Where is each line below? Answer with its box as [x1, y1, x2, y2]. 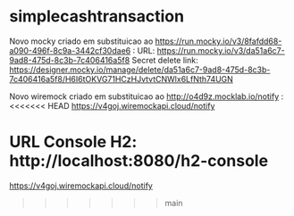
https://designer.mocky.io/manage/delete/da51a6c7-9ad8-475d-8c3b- [9, 64, 271, 75]
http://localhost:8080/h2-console [9, 151, 269, 171]
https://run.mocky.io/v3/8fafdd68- [155, 36, 282, 46]
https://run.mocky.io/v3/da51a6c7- [156, 45, 285, 55]
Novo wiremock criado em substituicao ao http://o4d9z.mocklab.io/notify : [9, 91, 284, 102]
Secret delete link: [131, 54, 198, 65]
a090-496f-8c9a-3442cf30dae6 [9, 45, 131, 55]
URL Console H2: [9, 132, 138, 153]
